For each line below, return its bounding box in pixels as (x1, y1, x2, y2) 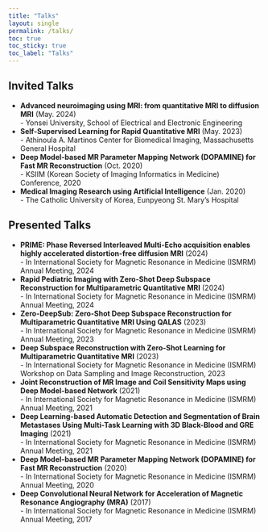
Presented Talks (8, 219, 92, 232)
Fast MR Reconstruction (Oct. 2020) (19, 161, 143, 170)
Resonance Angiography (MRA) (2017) (19, 497, 151, 507)
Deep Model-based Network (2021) (19, 385, 141, 396)
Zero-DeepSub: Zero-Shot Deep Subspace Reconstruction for (19, 308, 232, 318)
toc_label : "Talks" (8, 49, 74, 57)
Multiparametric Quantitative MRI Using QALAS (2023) (19, 316, 207, 327)
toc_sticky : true (8, 42, 67, 50)
